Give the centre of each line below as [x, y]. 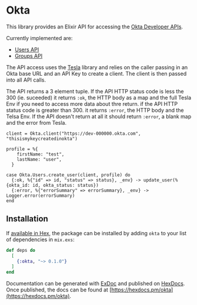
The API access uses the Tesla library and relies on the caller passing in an [97, 67]
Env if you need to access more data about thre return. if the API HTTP [92, 103]
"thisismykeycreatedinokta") [42, 139]
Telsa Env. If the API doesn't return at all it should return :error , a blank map [99, 116]
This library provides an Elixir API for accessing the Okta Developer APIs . [95, 27]
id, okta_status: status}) [65, 185]
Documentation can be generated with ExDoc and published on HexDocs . [96, 284]
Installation [27, 219]
